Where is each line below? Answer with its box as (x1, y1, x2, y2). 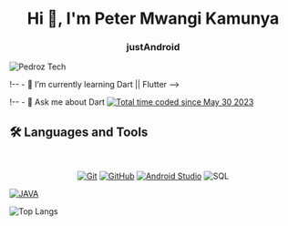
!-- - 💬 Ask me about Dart (9, 97, 106, 108)
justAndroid (126, 41, 180, 54)
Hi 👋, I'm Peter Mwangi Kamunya (26, 8, 280, 29)
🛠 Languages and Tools (9, 124, 149, 139)
